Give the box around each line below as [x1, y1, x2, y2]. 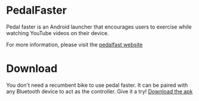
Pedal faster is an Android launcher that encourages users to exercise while [6, 23, 192, 30]
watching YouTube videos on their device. [6, 29, 109, 36]
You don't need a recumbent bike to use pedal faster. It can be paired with [6, 81, 188, 89]
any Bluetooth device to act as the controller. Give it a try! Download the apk [6, 87, 193, 95]
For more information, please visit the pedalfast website [6, 41, 143, 48]
